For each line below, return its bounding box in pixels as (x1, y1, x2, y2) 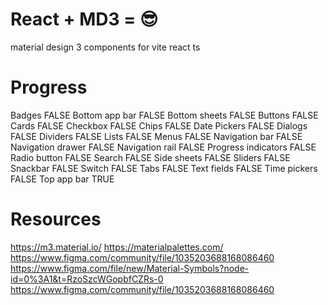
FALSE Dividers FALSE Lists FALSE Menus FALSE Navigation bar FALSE (10, 130, 303, 142)
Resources (10, 208, 102, 231)
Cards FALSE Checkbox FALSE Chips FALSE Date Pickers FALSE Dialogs (10, 119, 308, 132)
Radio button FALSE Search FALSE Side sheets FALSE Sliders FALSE (10, 151, 291, 163)
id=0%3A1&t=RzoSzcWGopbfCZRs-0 (10, 273, 164, 285)
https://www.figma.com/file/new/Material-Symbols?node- (10, 262, 250, 274)
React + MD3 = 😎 (10, 8, 159, 31)
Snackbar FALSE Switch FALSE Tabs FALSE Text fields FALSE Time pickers (10, 162, 318, 174)
